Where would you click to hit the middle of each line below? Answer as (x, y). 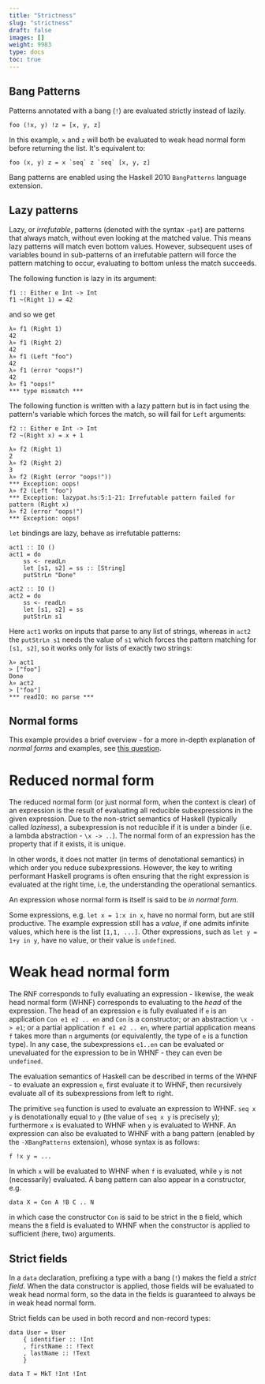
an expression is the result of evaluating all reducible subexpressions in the (131, 811)
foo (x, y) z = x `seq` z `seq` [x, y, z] (80, 163)
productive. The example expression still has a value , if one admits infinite (129, 924)
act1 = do (25, 554)
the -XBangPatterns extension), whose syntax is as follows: (105, 1142)
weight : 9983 (30, 45)
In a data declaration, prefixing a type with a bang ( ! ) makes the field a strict (133, 1277)
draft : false (30, 30)
